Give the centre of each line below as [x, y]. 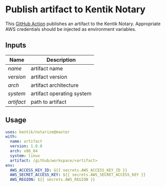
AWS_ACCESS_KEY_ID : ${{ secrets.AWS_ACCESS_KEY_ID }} [69, 170]
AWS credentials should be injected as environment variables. [71, 29]
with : [11, 137]
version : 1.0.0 [26, 146]
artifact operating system [61, 93]
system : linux [25, 156]
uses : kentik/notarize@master [38, 132]
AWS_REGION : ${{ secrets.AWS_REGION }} [53, 180]
